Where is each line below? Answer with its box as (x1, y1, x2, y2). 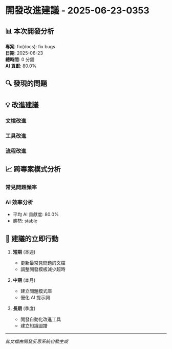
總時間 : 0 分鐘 (5, 56, 35, 62)
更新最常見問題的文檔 (20, 260, 66, 266)
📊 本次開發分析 (5, 27, 55, 35)
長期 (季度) (12, 305, 36, 311)
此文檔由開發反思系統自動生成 (5, 338, 68, 344)
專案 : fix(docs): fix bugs (5, 44, 55, 49)
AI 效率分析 (5, 199, 33, 206)
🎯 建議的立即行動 (5, 234, 59, 243)
